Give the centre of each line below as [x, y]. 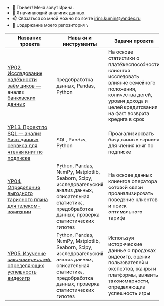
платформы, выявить [133, 275]
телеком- [29, 206]
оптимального [125, 212]
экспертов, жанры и [132, 269]
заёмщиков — [24, 86]
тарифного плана [28, 200]
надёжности [22, 80]
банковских [21, 98]
